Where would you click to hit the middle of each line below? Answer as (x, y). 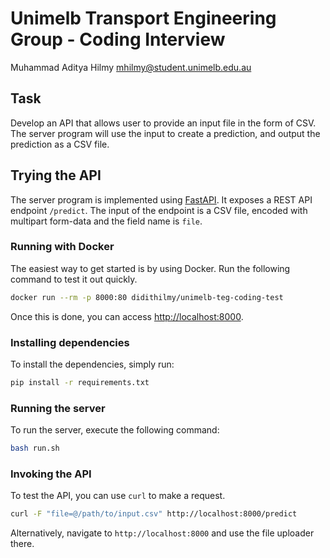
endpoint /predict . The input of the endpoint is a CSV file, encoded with (159, 210)
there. (22, 544)
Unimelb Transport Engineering (143, 18)
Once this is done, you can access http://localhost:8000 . (127, 316)
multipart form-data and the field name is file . (106, 221)
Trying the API (56, 175)
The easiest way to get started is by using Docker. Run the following (150, 268)
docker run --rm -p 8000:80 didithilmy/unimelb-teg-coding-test (147, 297)
